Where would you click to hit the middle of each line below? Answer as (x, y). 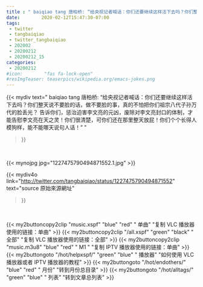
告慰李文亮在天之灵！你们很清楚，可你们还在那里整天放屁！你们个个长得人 (104, 120)
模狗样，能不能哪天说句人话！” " (47, 127)
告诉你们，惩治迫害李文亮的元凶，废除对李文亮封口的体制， (113, 112)
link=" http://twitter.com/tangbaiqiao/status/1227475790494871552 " (91, 181)
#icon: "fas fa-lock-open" (50, 74)
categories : (21, 62)
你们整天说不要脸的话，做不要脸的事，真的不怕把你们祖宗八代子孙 (109, 105)
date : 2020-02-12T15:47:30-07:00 (58, 18)
